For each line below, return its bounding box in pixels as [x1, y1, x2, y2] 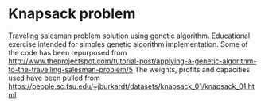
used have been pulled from [8, 73, 101, 82]
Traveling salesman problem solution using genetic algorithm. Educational [8, 31, 251, 40]
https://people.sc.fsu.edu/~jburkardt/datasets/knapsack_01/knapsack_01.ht [8, 81, 255, 91]
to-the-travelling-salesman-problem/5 [8, 64, 134, 74]
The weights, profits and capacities [134, 64, 251, 74]
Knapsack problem [8, 5, 136, 23]
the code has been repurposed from [8, 48, 127, 57]
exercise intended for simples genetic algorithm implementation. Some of [8, 39, 248, 48]
